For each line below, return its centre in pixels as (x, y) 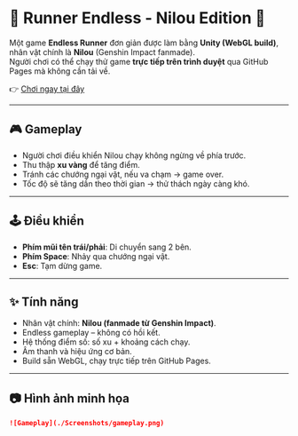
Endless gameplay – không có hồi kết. (91, 333)
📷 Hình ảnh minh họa (70, 398)
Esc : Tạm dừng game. (62, 266)
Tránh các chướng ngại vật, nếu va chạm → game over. (123, 174)
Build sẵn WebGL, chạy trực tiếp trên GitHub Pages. (116, 361)
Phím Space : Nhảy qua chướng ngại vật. (96, 256)
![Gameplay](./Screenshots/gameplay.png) (87, 424)
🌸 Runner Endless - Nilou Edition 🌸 (137, 18)
